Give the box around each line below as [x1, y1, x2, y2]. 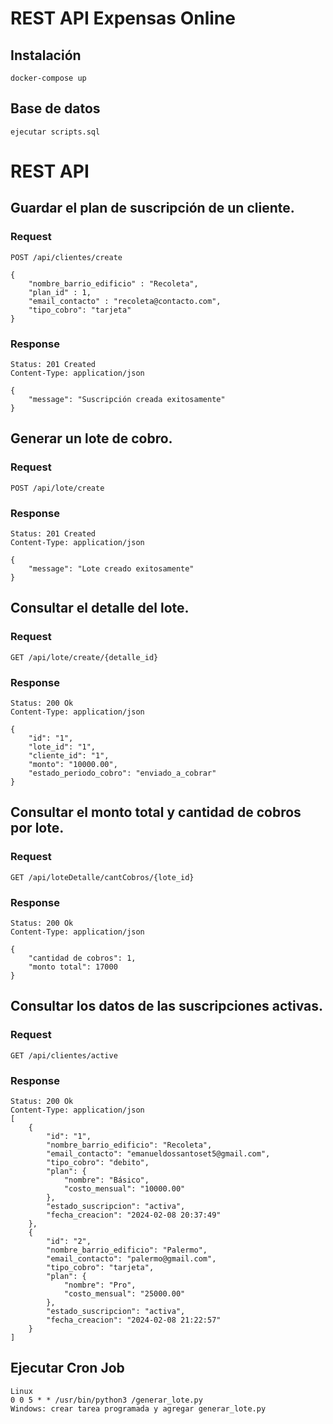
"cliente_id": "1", [28, 750, 110, 761]
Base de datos [10, 100, 101, 117]
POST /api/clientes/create [10, 252, 123, 262]
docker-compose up [10, 73, 87, 83]
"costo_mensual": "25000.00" [63, 1288, 186, 1299]
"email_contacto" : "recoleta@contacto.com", [28, 296, 222, 306]
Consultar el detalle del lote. [10, 600, 190, 617]
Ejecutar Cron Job [10, 1360, 125, 1377]
